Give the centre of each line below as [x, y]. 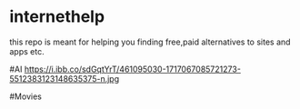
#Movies [26, 96]
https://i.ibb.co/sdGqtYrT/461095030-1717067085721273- [132, 69]
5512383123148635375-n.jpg [65, 78]
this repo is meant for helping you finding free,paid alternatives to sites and [150, 42]
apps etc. [27, 51]
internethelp [57, 17]
